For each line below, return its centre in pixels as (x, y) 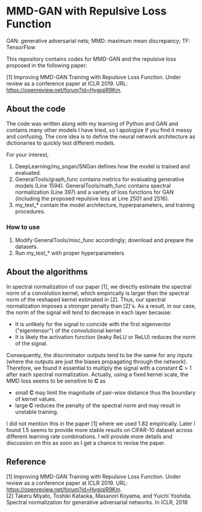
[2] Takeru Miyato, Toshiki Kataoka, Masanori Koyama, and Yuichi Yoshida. (99, 496)
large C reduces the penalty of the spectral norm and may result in (98, 405)
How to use (23, 227)
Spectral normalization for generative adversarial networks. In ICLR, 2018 (97, 502)
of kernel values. (36, 399)
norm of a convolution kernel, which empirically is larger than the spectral (98, 293)
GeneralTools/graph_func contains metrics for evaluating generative (100, 179)
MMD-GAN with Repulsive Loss (87, 11)
